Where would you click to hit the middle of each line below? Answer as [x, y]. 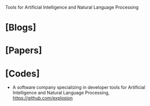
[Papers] [24, 50]
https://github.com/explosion [43, 98]
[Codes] [23, 74]
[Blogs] [21, 28]
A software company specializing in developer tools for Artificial [79, 87]
